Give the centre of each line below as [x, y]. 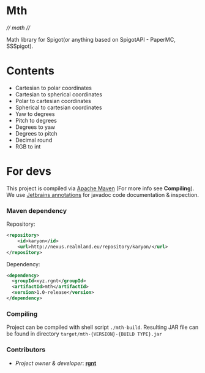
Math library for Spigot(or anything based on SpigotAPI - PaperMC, [91, 39]
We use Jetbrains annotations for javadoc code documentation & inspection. [103, 194]
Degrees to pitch [36, 133]
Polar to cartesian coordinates [53, 101]
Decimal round [34, 140]
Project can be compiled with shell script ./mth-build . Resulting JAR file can [102, 327]
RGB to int [28, 146]
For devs [29, 171]
